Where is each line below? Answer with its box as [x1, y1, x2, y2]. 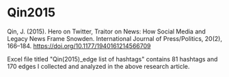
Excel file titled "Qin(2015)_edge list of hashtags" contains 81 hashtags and [7, 55, 218, 63]
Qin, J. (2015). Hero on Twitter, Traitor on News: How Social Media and [7, 27, 206, 35]
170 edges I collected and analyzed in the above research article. [7, 62, 190, 70]
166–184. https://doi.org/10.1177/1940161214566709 [7, 42, 151, 50]
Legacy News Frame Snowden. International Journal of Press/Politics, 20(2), [7, 34, 222, 42]
